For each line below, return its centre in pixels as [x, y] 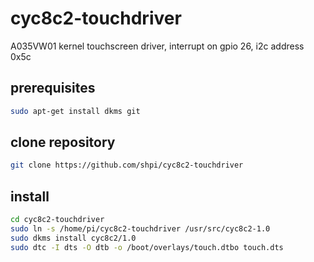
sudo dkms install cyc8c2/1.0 [73, 238]
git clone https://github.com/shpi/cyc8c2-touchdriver [127, 165]
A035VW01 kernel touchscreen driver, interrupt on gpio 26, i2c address [157, 46]
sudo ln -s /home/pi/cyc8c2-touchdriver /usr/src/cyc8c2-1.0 [140, 229]
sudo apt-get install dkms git [75, 111]
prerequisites [53, 88]
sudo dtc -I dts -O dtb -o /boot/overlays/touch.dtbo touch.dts [147, 247]
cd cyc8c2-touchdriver [57, 220]
